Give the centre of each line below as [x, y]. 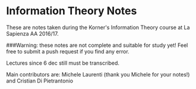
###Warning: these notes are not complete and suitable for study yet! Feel [97, 45]
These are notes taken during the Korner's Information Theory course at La [98, 27]
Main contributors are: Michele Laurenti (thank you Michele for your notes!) [98, 74]
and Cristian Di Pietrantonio [39, 81]
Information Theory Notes [72, 11]
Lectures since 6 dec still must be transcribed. [63, 63]
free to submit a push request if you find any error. [68, 51]
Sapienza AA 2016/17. [32, 33]
